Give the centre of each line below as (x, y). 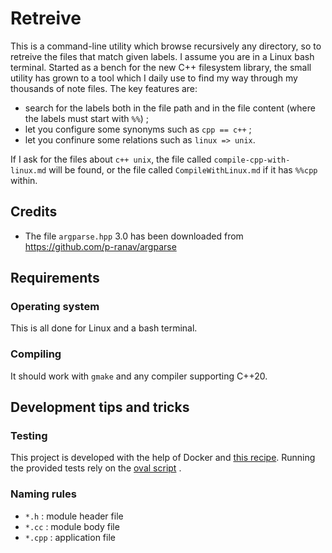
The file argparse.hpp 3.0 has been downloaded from (134, 236)
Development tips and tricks (100, 407)
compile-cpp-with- (252, 160)
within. (24, 180)
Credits (34, 212)
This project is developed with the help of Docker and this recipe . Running (163, 458)
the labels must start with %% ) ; (87, 118)
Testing (29, 436)
